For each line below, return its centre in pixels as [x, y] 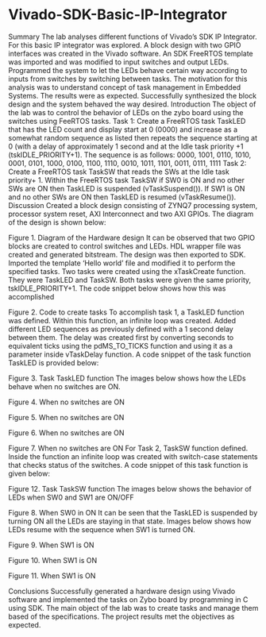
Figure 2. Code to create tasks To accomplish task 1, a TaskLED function [126, 312]
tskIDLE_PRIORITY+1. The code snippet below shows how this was [117, 288]
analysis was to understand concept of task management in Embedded [125, 87]
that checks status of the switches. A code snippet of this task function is [128, 465]
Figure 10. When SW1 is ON [53, 560]
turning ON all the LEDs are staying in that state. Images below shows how [130, 521]
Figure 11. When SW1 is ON [52, 575]
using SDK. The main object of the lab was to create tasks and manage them [133, 608]
